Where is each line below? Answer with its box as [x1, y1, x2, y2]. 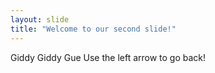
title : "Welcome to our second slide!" [10, 24, 177, 34]
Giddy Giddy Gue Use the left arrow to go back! [10, 51, 207, 63]
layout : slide [10, 14, 70, 25]
